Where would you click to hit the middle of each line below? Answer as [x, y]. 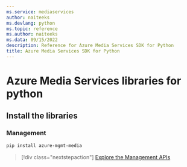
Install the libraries [42, 116]
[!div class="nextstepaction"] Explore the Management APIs [96, 157]
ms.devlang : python [31, 23]
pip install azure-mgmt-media [44, 145]
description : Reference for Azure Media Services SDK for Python [90, 46]
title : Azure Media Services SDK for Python [63, 51]
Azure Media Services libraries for [94, 80]
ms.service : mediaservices [40, 12]
